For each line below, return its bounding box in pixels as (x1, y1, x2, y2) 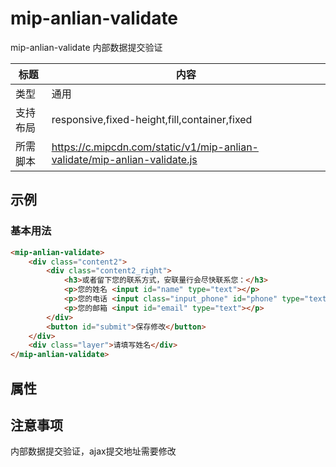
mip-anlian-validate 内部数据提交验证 (10, 41, 163, 53)
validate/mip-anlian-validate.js (51, 152, 198, 166)
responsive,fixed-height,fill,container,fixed (51, 112, 253, 126)
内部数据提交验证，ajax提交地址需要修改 (10, 445, 177, 457)
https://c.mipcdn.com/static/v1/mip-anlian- (51, 140, 259, 154)
